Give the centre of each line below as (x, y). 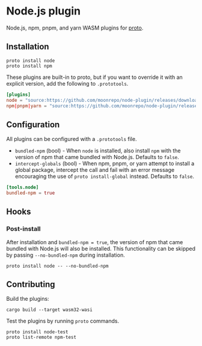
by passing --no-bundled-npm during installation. (66, 255)
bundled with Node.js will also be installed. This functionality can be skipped (101, 248)
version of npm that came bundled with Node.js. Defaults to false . (97, 157)
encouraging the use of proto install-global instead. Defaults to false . (104, 177)
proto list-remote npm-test (41, 338)
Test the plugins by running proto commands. (63, 321)
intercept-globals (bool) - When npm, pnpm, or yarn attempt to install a (105, 163)
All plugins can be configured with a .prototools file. (72, 139)
